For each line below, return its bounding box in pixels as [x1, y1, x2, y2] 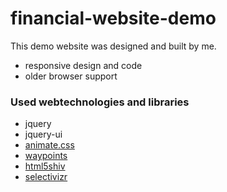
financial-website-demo [10, 7, 217, 30]
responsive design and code [24, 59, 143, 71]
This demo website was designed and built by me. [10, 40, 217, 52]
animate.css [24, 139, 75, 151]
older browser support [24, 70, 118, 82]
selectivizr [24, 171, 68, 183]
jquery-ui [24, 128, 63, 141]
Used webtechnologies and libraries [10, 95, 190, 109]
